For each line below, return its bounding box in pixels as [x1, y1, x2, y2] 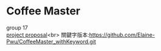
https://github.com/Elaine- [89, 31, 155, 38]
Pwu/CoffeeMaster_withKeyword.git [6, 38, 96, 45]
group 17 [6, 24, 29, 31]
